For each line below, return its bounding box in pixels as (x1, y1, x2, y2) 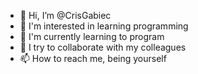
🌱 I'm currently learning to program (19, 31, 165, 42)
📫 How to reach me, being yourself (19, 53, 167, 64)
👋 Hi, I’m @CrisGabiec (19, 10, 112, 21)
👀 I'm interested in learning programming (19, 20, 189, 32)
